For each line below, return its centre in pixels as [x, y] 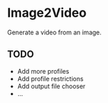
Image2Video [47, 13]
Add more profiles [43, 71]
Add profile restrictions [50, 78]
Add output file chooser [51, 86]
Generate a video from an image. [55, 32]
